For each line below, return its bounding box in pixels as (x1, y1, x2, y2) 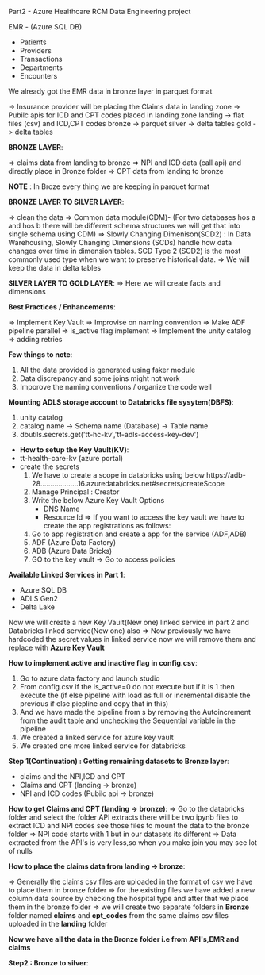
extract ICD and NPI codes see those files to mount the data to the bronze (8, 821, 250, 830)
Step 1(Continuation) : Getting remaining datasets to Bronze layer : (8, 757, 230, 766)
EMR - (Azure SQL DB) (8, 22, 83, 31)
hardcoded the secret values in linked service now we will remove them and (8, 635, 256, 643)
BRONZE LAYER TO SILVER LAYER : (8, 198, 125, 206)
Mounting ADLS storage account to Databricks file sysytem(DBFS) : (8, 397, 234, 407)
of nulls (8, 846, 33, 855)
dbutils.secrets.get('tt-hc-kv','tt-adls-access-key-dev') (19, 430, 199, 439)
